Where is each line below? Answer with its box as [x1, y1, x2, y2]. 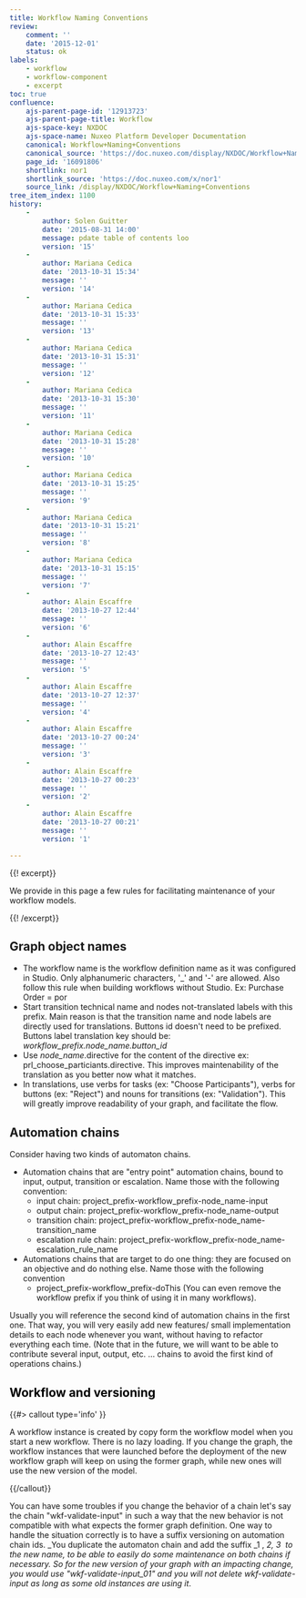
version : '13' [42, 327, 96, 336]
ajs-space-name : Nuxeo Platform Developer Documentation [25, 132, 247, 141]
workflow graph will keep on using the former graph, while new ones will [9, 1455, 282, 1466]
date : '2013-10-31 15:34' [42, 268, 141, 277]
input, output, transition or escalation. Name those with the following [22, 1176, 280, 1187]
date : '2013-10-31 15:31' [42, 351, 141, 361]
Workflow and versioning [9, 1385, 157, 1400]
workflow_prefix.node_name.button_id [22, 1040, 168, 1052]
